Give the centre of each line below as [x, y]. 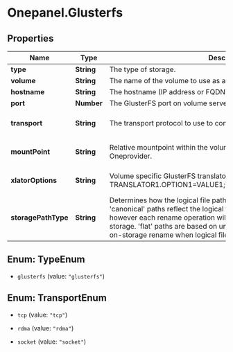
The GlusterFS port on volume [158, 103]
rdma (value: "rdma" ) [45, 328]
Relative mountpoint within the [158, 147]
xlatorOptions [34, 180]
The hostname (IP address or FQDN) [169, 92]
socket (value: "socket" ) [52, 342]
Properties [31, 38]
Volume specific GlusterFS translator [169, 176]
